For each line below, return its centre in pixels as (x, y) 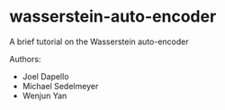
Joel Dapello (45, 76)
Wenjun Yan (45, 96)
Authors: (25, 59)
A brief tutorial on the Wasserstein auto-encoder (99, 41)
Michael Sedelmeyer (60, 86)
